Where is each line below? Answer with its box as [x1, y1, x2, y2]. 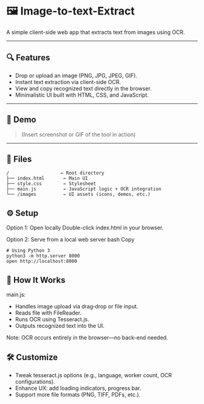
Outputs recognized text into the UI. [15, 322, 105, 329]
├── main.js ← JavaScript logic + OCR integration [6, 186, 162, 192]
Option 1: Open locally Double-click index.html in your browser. [6, 224, 164, 231]
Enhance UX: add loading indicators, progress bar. [15, 384, 141, 392]
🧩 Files [6, 154, 32, 164]
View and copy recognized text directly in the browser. [15, 85, 152, 92]
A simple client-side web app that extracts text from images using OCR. [6, 28, 185, 36]
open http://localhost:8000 [6, 259, 78, 265]
